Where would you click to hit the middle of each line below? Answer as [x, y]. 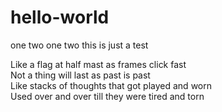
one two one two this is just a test [79, 45]
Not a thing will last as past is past [80, 75]
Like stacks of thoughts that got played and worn [111, 85]
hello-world [60, 17]
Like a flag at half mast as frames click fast [98, 64]
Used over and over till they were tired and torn [107, 96]
